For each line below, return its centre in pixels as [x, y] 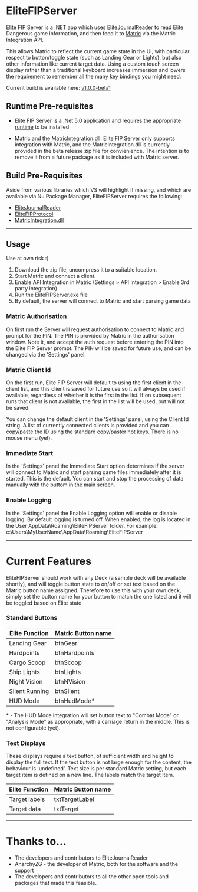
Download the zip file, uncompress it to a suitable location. [86, 270]
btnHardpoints [75, 652]
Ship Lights [24, 672]
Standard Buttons [32, 618]
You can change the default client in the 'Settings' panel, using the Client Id [98, 419]
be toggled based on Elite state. [45, 603]
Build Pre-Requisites [44, 176]
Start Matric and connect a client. [55, 276]
